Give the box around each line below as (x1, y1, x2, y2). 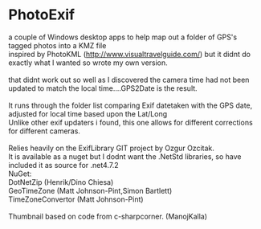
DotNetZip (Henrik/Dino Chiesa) (8, 177, 114, 186)
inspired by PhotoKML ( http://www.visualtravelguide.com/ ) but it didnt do (8, 49, 251, 59)
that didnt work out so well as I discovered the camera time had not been (8, 75, 250, 84)
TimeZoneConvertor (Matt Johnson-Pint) (8, 194, 144, 204)
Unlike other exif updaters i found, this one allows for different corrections (8, 117, 253, 127)
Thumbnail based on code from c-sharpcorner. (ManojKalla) (8, 211, 207, 221)
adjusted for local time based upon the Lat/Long (8, 108, 168, 118)
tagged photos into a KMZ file (8, 40, 107, 50)
